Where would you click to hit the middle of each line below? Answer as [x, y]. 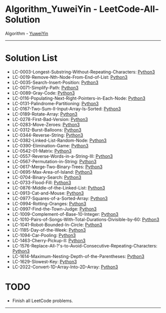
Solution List [31, 58]
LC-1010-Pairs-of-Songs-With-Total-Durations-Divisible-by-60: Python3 [86, 219]
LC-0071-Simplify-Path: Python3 [45, 87]
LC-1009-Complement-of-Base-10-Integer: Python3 [65, 214]
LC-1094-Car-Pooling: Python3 [44, 235]
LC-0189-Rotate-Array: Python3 [45, 114]
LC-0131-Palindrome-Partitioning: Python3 [55, 103]
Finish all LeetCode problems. [42, 301]
